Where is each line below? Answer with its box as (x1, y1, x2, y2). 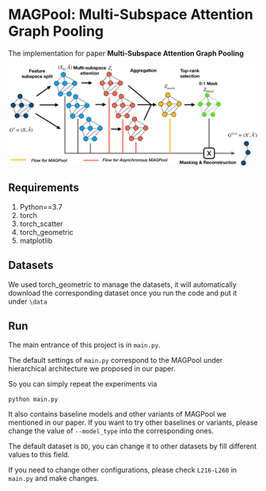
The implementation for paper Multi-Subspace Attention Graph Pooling (8, 48, 244, 58)
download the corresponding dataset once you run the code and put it (8, 288, 237, 297)
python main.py (8, 395, 59, 404)
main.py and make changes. (8, 474, 99, 483)
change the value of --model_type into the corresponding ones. (8, 426, 214, 436)
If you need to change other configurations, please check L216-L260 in (8, 465, 237, 475)
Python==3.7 (19, 202, 63, 211)
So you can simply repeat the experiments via (8, 380, 158, 389)
